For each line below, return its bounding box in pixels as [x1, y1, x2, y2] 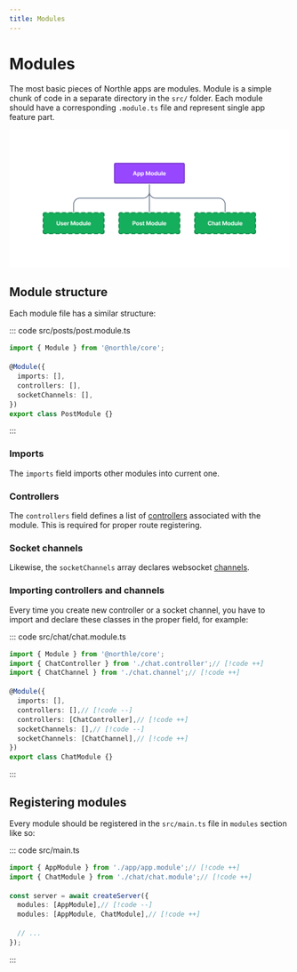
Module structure [9, 285, 108, 300]
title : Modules [9, 14, 66, 23]
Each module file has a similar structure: [9, 308, 157, 319]
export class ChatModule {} [9, 752, 114, 762]
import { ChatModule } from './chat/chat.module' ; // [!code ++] [9, 872, 253, 881]
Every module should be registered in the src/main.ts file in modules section [9, 818, 287, 829]
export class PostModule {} [9, 409, 114, 418]
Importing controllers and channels [9, 584, 165, 597]
